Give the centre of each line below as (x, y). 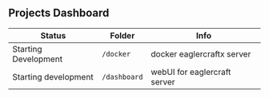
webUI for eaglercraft (191, 72)
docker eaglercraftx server (201, 53)
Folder (122, 35)
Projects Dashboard (59, 13)
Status (53, 35)
